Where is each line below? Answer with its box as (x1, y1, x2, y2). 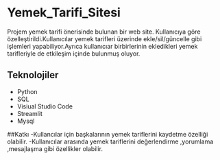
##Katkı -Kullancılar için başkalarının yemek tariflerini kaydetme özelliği (7, 130, 208, 138)
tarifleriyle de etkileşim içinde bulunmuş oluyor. (7, 49, 140, 58)
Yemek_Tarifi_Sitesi (7, 5, 121, 21)
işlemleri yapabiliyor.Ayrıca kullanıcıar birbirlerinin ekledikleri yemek (7, 42, 198, 50)
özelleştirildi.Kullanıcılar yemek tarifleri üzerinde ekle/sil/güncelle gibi (7, 34, 202, 43)
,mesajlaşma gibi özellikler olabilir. (7, 144, 103, 152)
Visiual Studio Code (16, 102, 73, 111)
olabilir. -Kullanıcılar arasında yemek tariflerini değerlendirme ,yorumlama (7, 137, 214, 146)
